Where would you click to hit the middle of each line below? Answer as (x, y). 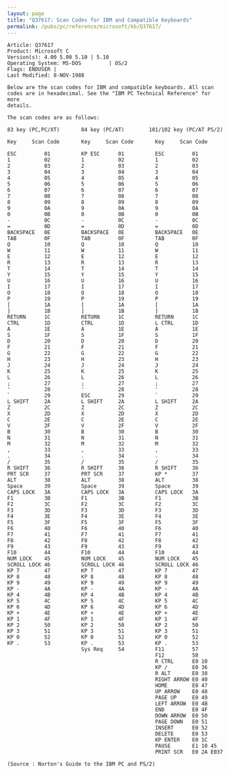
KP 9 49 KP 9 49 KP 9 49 (103, 583)
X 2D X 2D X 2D (103, 414)
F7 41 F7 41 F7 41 (103, 535)
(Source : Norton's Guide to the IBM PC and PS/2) (81, 764)
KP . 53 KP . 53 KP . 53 (103, 644)
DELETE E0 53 (181, 734)
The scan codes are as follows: (53, 118)
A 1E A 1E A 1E (103, 329)
